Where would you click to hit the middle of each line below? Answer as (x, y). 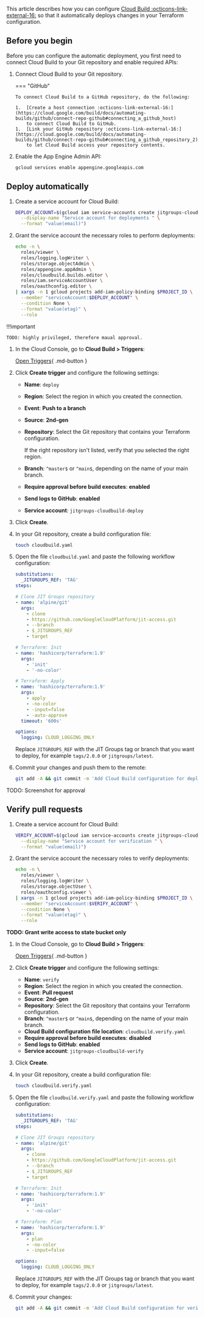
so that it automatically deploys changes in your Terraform (111, 15)
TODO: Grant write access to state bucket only (66, 933)
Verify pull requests (45, 810)
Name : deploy (42, 384)
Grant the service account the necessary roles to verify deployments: (102, 858)
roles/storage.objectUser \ (57, 887)
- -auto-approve (47, 715)
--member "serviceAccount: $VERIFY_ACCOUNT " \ (80, 904)
